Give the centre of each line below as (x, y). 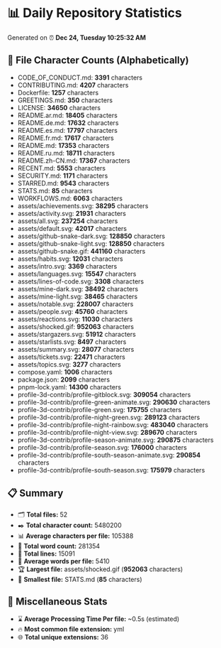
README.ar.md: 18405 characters (68, 115)
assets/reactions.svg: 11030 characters (75, 319)
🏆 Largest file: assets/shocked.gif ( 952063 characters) (100, 569)
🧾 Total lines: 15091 (46, 553)
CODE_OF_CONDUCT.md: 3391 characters (80, 77)
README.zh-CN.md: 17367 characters (74, 161)
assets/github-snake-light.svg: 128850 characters (91, 243)
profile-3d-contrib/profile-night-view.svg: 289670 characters (107, 432)
